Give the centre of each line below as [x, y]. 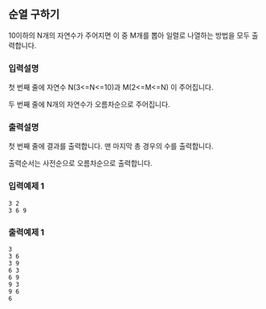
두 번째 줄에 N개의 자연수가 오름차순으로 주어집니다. [89, 105]
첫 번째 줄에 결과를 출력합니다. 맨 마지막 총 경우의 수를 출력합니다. [111, 146]
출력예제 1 [27, 232]
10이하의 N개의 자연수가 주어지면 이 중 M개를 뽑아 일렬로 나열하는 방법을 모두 [129, 35]
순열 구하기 [34, 14]
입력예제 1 [27, 186]
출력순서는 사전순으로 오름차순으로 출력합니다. [80, 163]
